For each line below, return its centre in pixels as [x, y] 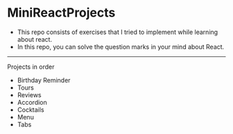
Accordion [32, 102]
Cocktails [31, 110]
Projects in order [31, 67]
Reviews [29, 94]
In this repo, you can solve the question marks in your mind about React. [121, 47]
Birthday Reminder [44, 80]
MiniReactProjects [61, 13]
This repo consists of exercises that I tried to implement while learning [118, 32]
